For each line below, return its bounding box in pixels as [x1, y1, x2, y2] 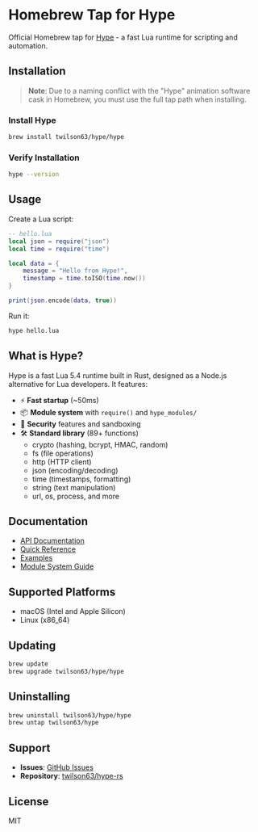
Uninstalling [8, 690, 71, 704]
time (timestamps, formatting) [31, 474, 131, 484]
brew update [8, 660, 48, 668]
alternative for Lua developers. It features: [8, 379, 148, 389]
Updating [8, 638, 56, 652]
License [8, 794, 49, 809]
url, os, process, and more [31, 491, 119, 501]
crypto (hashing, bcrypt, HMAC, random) [31, 439, 169, 449]
